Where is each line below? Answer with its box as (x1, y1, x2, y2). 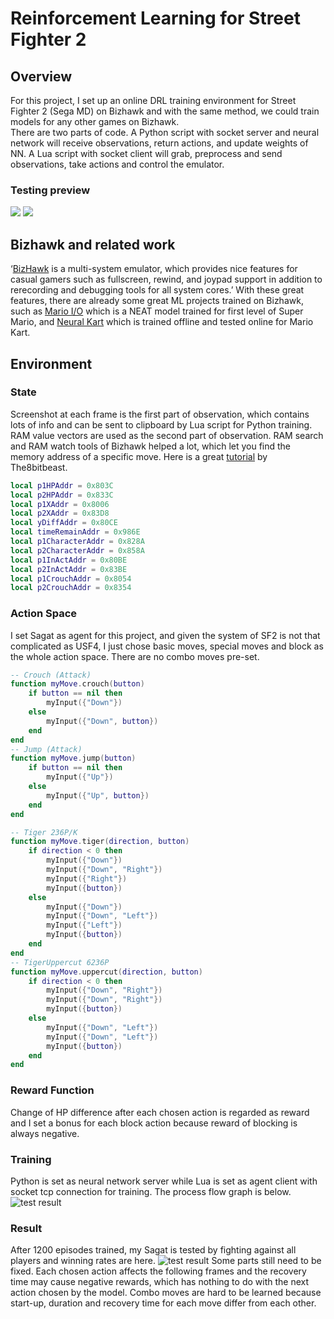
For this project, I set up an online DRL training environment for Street (10, 95, 297, 106)
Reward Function (10, 1083, 95, 1097)
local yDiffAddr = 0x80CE (10, 518, 118, 528)
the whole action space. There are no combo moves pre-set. (10, 650, 260, 662)
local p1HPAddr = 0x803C (10, 480, 114, 491)
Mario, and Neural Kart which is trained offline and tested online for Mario (10, 316, 314, 328)
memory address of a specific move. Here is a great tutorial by (10, 450, 268, 462)
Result (10, 1221, 43, 1235)
